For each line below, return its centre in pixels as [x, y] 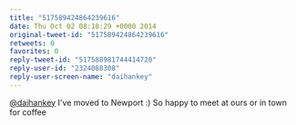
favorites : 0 [34, 52]
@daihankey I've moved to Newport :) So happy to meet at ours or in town [148, 102]
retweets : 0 [32, 43]
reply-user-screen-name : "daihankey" [81, 77]
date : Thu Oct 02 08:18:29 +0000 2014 [83, 26]
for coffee [28, 112]
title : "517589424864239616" [65, 18]
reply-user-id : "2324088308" [65, 69]
